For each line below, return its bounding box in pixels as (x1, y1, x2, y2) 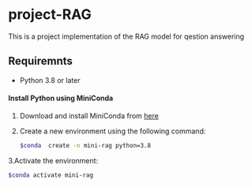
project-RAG (8, 6, 92, 24)
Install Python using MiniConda (8, 93, 114, 103)
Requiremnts (8, 54, 73, 68)
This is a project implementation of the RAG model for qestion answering (8, 32, 245, 41)
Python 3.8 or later (19, 75, 81, 84)
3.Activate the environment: (8, 155, 99, 165)
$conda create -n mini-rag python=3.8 (19, 141, 152, 149)
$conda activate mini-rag (8, 171, 93, 179)
